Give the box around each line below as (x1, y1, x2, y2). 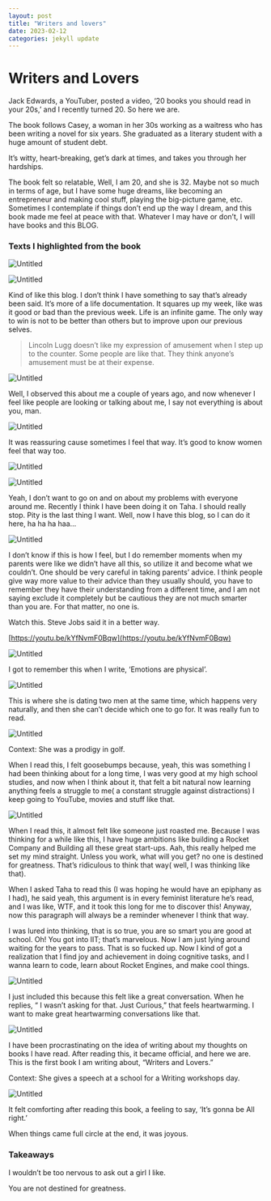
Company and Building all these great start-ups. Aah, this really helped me (8, 843, 256, 853)
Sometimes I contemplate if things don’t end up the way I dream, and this (8, 203, 252, 213)
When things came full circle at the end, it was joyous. (8, 1129, 188, 1139)
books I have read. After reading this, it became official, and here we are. (8, 1049, 252, 1059)
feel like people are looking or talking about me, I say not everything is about (8, 397, 263, 407)
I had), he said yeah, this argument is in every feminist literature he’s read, (8, 893, 255, 903)
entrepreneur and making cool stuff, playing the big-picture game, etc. (8, 195, 243, 205)
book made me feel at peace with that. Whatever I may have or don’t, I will (8, 212, 256, 222)
